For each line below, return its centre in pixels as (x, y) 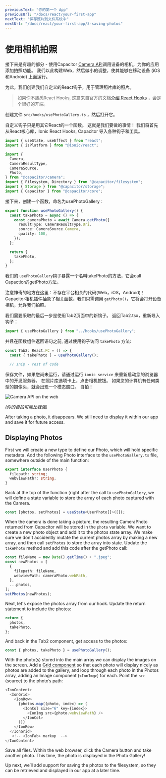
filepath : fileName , (35, 571)
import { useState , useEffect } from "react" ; (54, 141)
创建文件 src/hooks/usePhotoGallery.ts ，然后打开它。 (61, 115)
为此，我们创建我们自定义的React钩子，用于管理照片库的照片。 (70, 87)
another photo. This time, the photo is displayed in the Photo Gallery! (75, 755)
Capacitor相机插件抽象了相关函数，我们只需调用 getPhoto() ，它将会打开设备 (83, 299)
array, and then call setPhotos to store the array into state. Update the (76, 543)
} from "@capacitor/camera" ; (35, 177)
